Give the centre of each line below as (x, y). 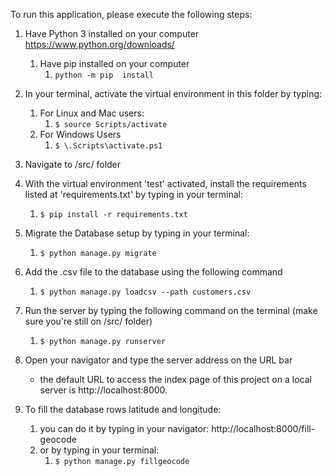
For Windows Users (80, 134)
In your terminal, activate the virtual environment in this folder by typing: (173, 93)
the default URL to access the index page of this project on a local (175, 379)
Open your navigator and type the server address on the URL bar (158, 360)
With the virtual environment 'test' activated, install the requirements (165, 183)
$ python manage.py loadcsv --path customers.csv (145, 292)
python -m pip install (104, 75)
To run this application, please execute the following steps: (131, 14)
